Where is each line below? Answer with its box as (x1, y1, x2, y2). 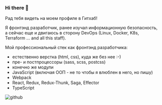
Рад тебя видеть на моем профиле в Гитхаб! (5, 16, 98, 21)
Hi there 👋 (5, 4, 29, 11)
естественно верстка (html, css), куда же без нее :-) (12, 54, 121, 60)
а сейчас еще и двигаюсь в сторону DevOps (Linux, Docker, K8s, (5, 30, 139, 36)
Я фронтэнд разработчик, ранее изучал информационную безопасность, (5, 25, 158, 31)
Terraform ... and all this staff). (5, 35, 66, 41)
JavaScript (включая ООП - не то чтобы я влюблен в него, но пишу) (12, 70, 153, 75)
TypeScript (12, 85, 35, 91)
